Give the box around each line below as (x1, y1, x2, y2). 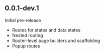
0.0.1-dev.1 (5, 4, 39, 12)
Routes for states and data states (12, 27, 81, 33)
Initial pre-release (5, 17, 41, 23)
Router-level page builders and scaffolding (12, 37, 100, 43)
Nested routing (12, 32, 43, 38)
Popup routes (12, 42, 41, 49)
